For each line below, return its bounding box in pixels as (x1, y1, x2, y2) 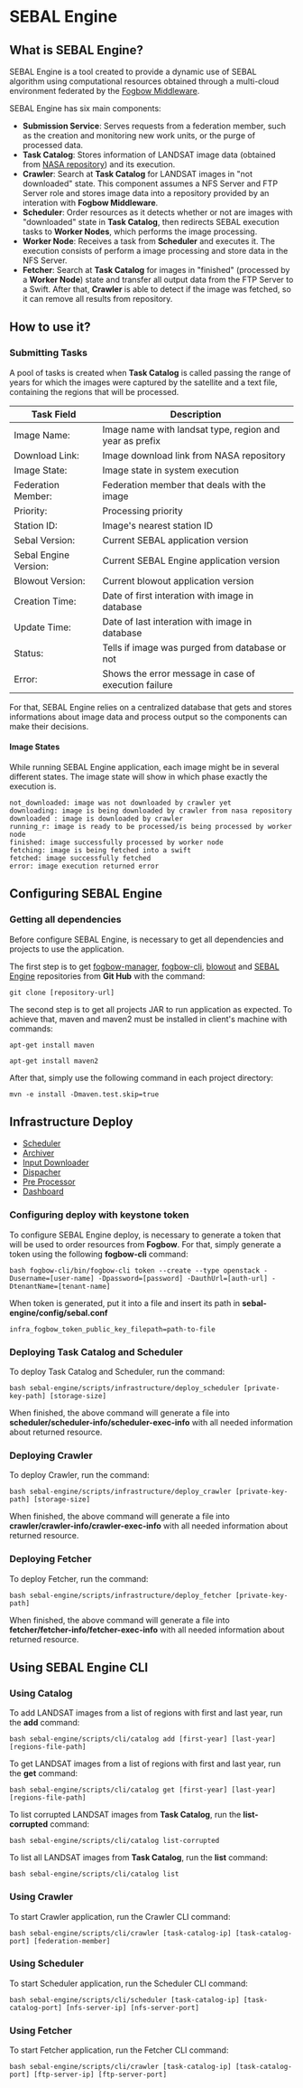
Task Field (31, 408, 77, 420)
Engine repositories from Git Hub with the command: (9, 970, 206, 982)
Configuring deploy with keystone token (9, 1209, 189, 1221)
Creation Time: (14, 595, 77, 607)
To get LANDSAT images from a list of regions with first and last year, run (9, 1758, 281, 1769)
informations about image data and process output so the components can (9, 711, 288, 722)
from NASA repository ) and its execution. (22, 159, 176, 169)
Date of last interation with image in (102, 615, 252, 627)
